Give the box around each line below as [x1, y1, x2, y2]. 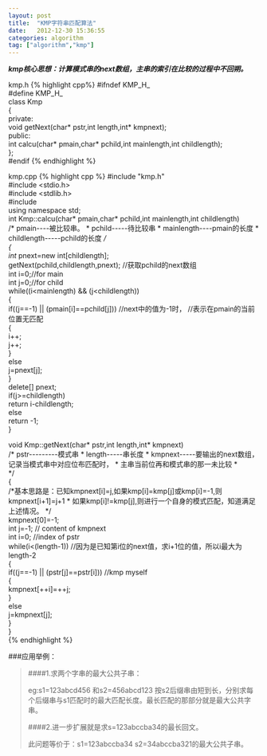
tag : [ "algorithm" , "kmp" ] [8, 41, 94, 49]
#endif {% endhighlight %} [8, 156, 96, 166]
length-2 [8, 550, 37, 560]
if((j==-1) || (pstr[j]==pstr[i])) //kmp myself [8, 567, 148, 578]
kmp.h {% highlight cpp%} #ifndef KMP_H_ [8, 80, 151, 90]
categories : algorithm [8, 33, 84, 42]
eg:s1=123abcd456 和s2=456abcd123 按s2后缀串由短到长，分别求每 [27, 686, 253, 695]
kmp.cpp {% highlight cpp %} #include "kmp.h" [8, 172, 165, 182]
